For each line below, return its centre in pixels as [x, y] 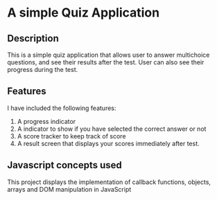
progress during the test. [43, 70]
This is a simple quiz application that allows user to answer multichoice [108, 55]
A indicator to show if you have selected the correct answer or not [112, 129]
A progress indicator [46, 121]
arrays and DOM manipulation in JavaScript [69, 189]
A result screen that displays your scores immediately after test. [108, 143]
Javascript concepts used [65, 165]
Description [33, 38]
